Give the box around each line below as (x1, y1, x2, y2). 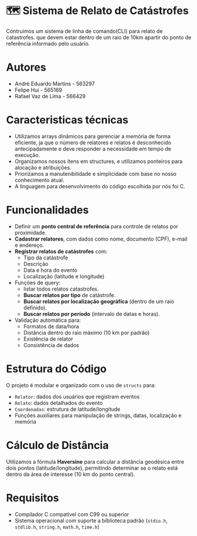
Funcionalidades (6, 204, 89, 217)
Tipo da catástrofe (23, 254, 69, 261)
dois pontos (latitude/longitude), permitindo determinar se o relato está (6, 464, 178, 471)
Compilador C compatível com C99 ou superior (14, 511, 129, 518)
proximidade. (14, 229, 47, 236)
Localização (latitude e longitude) (23, 272, 105, 279)
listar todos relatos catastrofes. (23, 285, 99, 292)
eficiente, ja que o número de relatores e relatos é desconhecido (14, 139, 172, 146)
